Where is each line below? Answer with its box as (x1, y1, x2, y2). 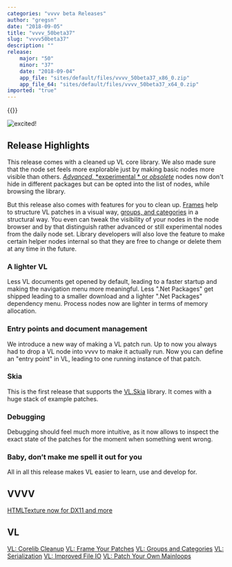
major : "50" (19, 55, 54, 62)
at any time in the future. (7, 244, 77, 253)
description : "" (7, 42, 54, 49)
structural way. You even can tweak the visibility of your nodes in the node (7, 215, 220, 223)
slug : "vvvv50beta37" (7, 36, 70, 43)
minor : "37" (19, 61, 54, 68)
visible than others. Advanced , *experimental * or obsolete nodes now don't (7, 172, 224, 180)
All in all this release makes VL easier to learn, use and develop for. (7, 468, 197, 477)
